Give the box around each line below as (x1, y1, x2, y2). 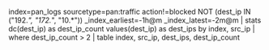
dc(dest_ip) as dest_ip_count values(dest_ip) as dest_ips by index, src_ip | (8, 24, 255, 33)
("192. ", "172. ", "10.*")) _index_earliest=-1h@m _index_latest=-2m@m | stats (8, 15, 262, 25)
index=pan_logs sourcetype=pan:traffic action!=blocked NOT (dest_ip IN (8, 7, 251, 16)
